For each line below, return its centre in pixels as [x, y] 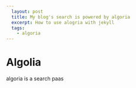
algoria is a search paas [35, 79]
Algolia [24, 62]
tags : [18, 28]
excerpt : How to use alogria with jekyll [63, 22]
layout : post [27, 11]
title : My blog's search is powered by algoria [71, 17]
